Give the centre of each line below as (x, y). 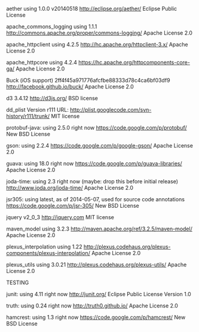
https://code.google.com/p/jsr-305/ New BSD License (73, 206)
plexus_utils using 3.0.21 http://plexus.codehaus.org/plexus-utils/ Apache (97, 265)
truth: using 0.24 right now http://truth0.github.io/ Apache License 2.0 (92, 306)
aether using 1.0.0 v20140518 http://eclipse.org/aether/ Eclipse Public (92, 9)
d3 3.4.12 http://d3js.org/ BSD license (52, 98)
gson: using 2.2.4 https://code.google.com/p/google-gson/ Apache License (99, 145)
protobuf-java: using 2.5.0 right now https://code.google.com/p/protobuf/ (97, 127)
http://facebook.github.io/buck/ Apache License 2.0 (70, 87)
